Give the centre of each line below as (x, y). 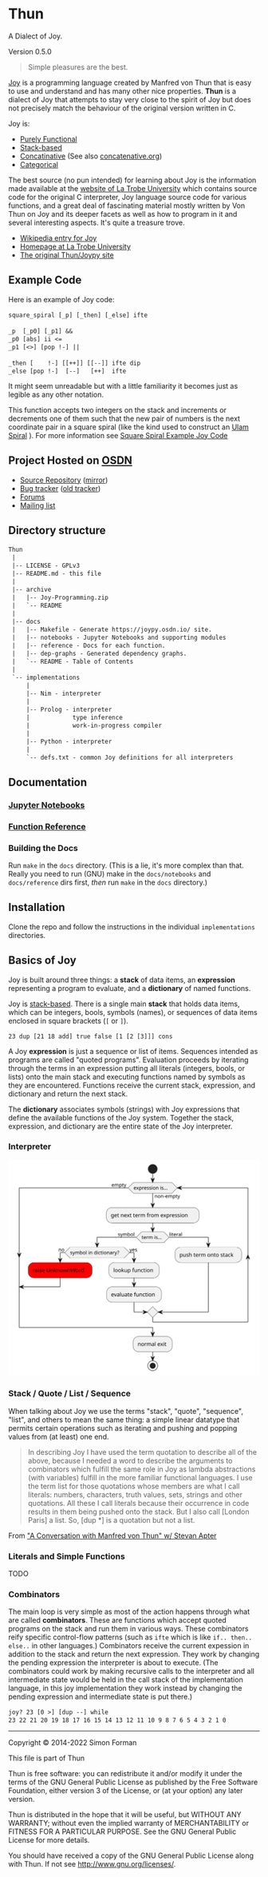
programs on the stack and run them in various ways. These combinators (128, 1629)
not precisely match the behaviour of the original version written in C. (122, 108)
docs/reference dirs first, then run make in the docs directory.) (108, 882)
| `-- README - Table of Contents (73, 662)
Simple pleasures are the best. (78, 67)
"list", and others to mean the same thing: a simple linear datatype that (124, 1420)
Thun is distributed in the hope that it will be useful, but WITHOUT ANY (125, 1815)
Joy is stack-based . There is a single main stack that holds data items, (124, 1004)
